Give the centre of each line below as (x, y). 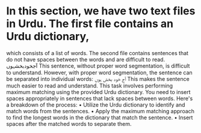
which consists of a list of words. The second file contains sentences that (97, 53)
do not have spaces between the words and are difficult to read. (86, 59)
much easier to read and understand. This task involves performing (90, 86)
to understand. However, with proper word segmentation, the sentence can (99, 72)
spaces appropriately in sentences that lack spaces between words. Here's (100, 98)
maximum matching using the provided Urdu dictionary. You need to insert (98, 92)
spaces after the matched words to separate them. (69, 123)
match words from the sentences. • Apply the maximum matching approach (100, 111)
